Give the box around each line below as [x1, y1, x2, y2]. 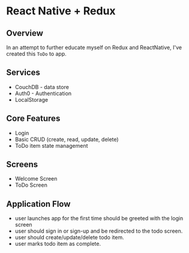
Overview [6, 28, 44, 38]
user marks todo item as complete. [14, 240, 101, 248]
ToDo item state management [14, 142, 88, 149]
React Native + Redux [6, 4, 116, 18]
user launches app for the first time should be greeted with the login [14, 215, 184, 222]
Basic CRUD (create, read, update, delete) [14, 136, 119, 143]
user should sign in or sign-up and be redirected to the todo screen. [14, 227, 183, 234]
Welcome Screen [14, 175, 58, 182]
